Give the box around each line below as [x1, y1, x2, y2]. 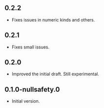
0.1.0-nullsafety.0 [4, 85, 60, 93]
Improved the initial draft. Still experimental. [11, 71, 100, 77]
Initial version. [11, 98, 40, 104]
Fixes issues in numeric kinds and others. [11, 17, 95, 22]
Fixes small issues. [11, 44, 50, 50]
